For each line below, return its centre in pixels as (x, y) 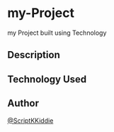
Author (23, 103)
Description (34, 55)
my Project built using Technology (57, 33)
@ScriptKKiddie (30, 120)
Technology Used (47, 79)
